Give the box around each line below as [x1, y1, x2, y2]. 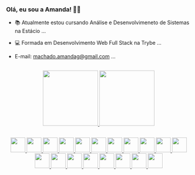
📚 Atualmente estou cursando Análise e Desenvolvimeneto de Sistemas [14, 19, 190, 26]
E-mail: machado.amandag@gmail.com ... [14, 53, 116, 60]
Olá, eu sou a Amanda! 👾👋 [6, 5, 81, 14]
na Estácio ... [14, 28, 46, 35]
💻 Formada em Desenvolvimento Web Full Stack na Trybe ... [14, 39, 162, 47]
